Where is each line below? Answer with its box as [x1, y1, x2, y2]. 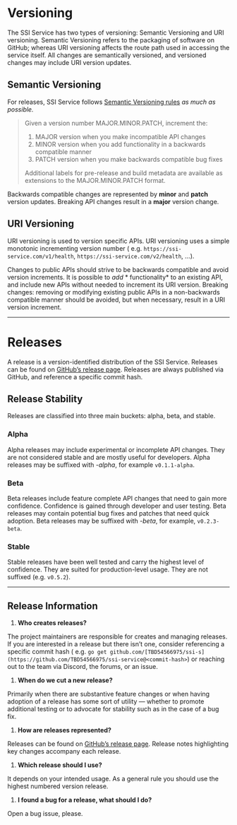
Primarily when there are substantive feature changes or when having [7, 690, 210, 699]
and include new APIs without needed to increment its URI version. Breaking [7, 280, 229, 289]
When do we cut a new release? [17, 676, 113, 684]
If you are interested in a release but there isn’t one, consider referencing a [7, 640, 225, 648]
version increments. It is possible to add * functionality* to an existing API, [7, 273, 224, 281]
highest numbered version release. [7, 782, 109, 790]
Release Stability [7, 393, 83, 405]
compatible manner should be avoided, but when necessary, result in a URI [7, 295, 226, 304]
